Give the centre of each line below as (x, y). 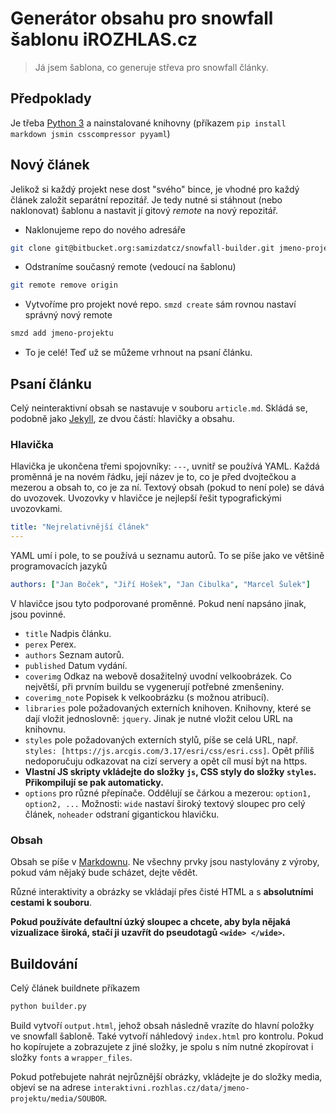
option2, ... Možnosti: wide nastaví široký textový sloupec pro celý (165, 803)
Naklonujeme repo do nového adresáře (105, 229)
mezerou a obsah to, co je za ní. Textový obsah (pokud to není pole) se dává (167, 488)
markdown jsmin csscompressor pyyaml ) (90, 133)
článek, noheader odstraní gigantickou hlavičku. (122, 814)
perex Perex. (50, 644)
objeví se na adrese (51, 1087)
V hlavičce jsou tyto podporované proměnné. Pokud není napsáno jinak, (158, 603)
